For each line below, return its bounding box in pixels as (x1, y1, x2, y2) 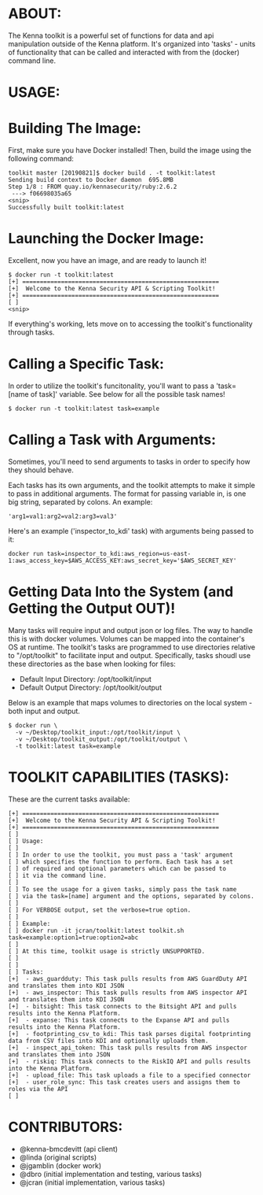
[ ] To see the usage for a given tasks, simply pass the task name (8, 885, 237, 893)
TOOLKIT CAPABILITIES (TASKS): (8, 768, 229, 786)
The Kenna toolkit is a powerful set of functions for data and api (8, 31, 214, 40)
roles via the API (8, 1085, 68, 1093)
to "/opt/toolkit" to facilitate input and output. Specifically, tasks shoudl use (8, 650, 251, 660)
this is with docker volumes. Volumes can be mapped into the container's (8, 634, 245, 643)
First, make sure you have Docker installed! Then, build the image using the (8, 146, 252, 155)
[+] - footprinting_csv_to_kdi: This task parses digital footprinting (8, 1030, 251, 1038)
